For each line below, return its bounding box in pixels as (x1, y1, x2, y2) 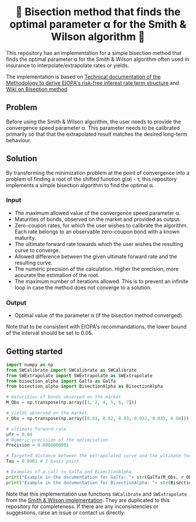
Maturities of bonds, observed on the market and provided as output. (14, 216, 181, 223)
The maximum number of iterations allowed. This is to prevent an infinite (14, 278, 188, 285)
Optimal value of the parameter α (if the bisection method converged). (14, 312, 184, 319)
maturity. (14, 234, 36, 241)
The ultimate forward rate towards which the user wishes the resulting (14, 240, 184, 247)
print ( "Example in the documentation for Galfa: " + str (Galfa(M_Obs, (6, 474, 179, 480)
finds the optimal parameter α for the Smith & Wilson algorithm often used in (6, 56, 190, 63)
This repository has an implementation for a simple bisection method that (6, 49, 182, 56)
